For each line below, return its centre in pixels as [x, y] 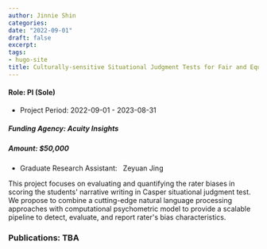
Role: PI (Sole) [32, 93]
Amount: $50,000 [39, 148]
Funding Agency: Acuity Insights [64, 128]
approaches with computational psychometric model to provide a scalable [130, 209]
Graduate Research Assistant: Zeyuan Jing [91, 168]
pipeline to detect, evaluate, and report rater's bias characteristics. [117, 217]
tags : [17, 52]
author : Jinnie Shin [43, 15]
